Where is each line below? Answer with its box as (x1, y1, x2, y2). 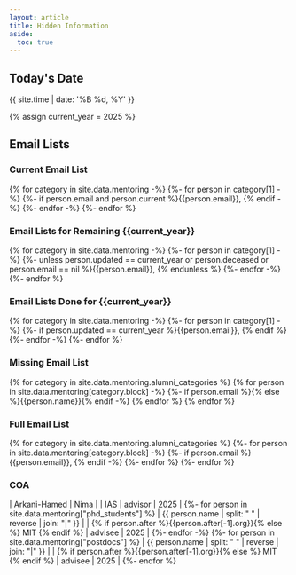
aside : (9, 29, 34, 38)
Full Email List (9, 418, 69, 430)
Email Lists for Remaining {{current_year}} (9, 224, 196, 237)
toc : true (17, 37, 53, 47)
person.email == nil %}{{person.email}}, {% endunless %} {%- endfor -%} (9, 264, 282, 275)
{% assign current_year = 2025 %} (9, 112, 136, 122)
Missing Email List (9, 357, 89, 369)
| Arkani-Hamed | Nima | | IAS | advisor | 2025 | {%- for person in (9, 499, 248, 510)
